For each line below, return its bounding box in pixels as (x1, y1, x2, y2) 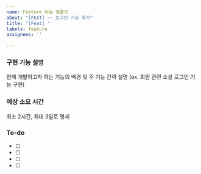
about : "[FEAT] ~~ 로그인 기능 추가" (6, 15, 93, 21)
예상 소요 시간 (6, 98, 44, 106)
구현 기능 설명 (6, 59, 44, 67)
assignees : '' (6, 32, 43, 38)
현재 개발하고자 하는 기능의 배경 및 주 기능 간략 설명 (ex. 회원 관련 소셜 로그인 (6, 73, 189, 81)
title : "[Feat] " (6, 20, 51, 26)
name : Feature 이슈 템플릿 (6, 9, 69, 15)
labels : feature (6, 26, 48, 32)
